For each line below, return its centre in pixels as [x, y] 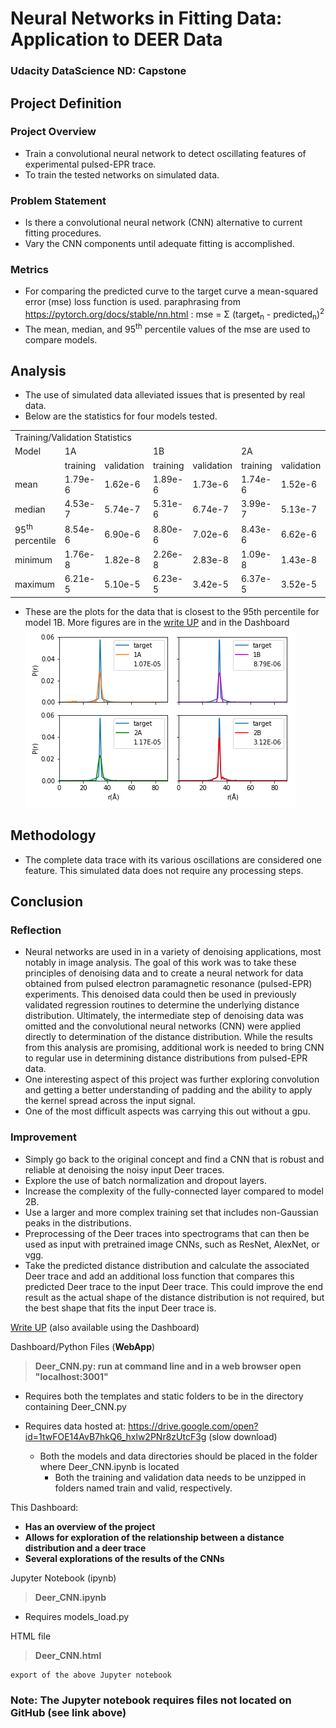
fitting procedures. [63, 233]
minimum [33, 559]
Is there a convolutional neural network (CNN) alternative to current [163, 223]
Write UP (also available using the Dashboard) [105, 1327]
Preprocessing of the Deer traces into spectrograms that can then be [167, 1233]
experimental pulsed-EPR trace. [90, 164]
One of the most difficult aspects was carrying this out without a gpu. [167, 1111]
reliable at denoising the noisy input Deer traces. [124, 1169]
